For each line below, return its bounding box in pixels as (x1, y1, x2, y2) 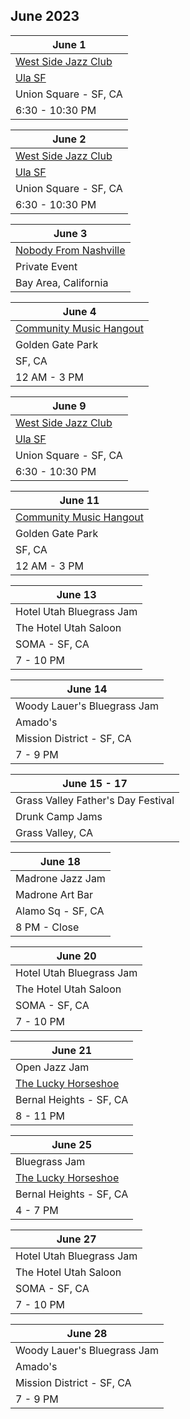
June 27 (56, 1232, 97, 1246)
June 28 (66, 1326, 108, 1340)
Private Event (15, 259, 78, 273)
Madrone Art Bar (15, 887, 93, 901)
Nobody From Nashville (15, 243, 126, 257)
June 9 (52, 399, 87, 413)
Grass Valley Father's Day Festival (15, 793, 175, 807)
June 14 (66, 682, 108, 696)
